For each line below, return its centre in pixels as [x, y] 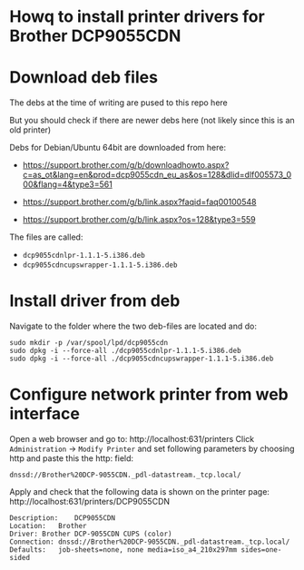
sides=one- [261, 550]
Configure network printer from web [149, 394]
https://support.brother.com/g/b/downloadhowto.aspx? [126, 165]
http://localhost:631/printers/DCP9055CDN [90, 501]
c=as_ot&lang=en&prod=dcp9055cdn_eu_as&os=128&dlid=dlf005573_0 [157, 175]
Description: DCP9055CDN [63, 518]
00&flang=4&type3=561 [68, 184]
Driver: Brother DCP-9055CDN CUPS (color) [91, 534]
